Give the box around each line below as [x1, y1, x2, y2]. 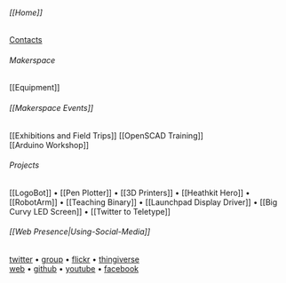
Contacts [9, 35, 43, 45]
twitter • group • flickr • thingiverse [9, 254, 140, 265]
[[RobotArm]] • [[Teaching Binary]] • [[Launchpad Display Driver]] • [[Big [9, 196, 278, 208]
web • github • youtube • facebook [9, 263, 139, 274]
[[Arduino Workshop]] [9, 139, 90, 150]
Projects [9, 160, 40, 170]
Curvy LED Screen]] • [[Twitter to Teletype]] [9, 206, 171, 216]
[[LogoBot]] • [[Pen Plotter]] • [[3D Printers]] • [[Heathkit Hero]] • [9, 187, 250, 198]
